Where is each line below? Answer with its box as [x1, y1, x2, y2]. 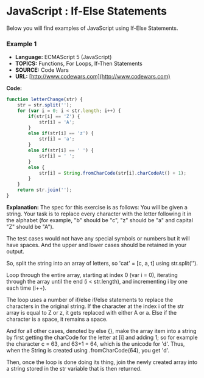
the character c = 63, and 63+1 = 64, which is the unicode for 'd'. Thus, [6, 340, 185, 348]
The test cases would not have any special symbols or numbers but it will [6, 234, 190, 242]
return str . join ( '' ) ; [17, 187, 72, 193]
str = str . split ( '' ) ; [17, 102, 72, 108]
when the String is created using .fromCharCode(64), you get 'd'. [6, 346, 170, 354]
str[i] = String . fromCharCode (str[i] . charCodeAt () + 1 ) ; [38, 170, 187, 176]
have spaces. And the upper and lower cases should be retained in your [6, 241, 187, 248]
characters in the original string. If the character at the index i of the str [6, 303, 185, 310]
